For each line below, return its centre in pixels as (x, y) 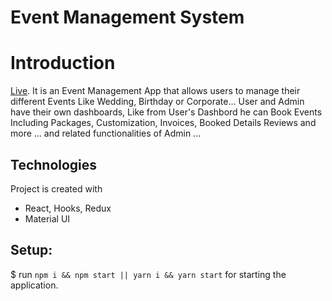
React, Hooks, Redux (68, 208)
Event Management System (127, 17)
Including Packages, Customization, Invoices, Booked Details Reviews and (163, 123)
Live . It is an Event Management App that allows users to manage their (155, 91)
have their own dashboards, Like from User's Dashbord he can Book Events (166, 112)
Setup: (31, 250)
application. (34, 285)
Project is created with (56, 188)
